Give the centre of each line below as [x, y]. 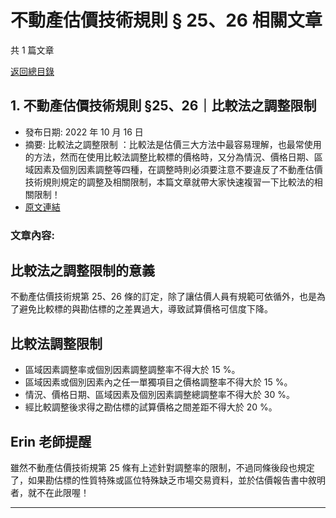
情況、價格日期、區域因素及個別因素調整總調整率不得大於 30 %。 [159, 395]
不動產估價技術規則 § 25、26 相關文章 [166, 20]
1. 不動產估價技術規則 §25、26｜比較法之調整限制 [163, 106]
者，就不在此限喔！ [50, 493]
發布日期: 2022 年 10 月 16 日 [84, 132]
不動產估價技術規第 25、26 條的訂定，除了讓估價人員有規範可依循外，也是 [163, 297]
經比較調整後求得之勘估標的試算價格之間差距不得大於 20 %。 [151, 407]
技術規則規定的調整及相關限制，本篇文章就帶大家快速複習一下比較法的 [169, 182]
